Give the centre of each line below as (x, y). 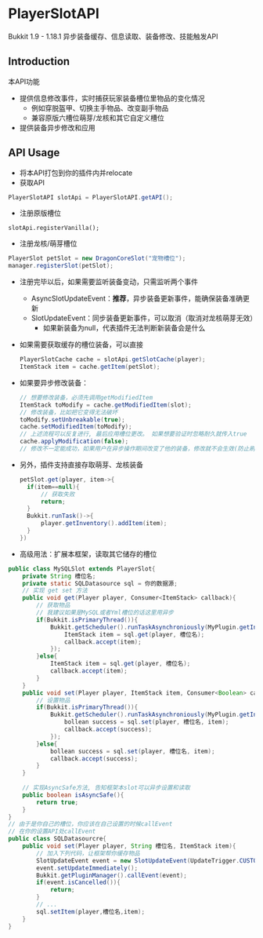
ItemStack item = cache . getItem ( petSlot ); (90, 367)
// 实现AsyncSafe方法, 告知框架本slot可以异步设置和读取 (106, 788)
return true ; (58, 802)
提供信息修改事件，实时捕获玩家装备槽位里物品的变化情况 (112, 98)
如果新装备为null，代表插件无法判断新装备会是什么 (124, 328)
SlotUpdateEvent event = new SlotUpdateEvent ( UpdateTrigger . (138, 860)
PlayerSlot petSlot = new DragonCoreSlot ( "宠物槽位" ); (97, 259)
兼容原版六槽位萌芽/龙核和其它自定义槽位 (97, 118)
